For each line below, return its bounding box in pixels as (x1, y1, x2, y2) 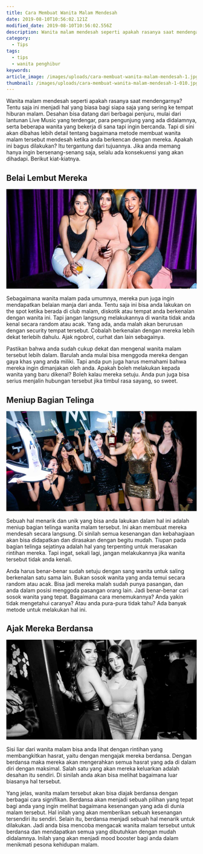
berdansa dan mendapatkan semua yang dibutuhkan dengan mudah (6, 828, 176, 835)
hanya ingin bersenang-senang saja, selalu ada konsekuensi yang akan (6, 149, 184, 156)
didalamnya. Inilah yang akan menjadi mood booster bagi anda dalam (6, 834, 179, 841)
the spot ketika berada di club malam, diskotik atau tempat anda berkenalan (6, 307, 195, 315)
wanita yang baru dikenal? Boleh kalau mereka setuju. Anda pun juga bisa (6, 371, 190, 378)
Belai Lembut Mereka (6, 172, 88, 183)
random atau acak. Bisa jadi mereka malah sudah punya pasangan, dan (6, 580, 184, 587)
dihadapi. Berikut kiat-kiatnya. (6, 155, 81, 163)
